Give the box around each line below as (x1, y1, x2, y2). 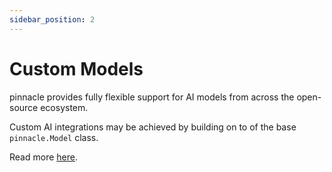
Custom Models (9, 57, 144, 80)
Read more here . (9, 151, 78, 163)
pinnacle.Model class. (9, 131, 99, 143)
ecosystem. (40, 101, 89, 113)
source (9, 101, 39, 113)
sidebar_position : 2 (9, 14, 96, 25)
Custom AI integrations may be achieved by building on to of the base (9, 121, 297, 133)
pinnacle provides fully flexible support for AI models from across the (9, 91, 295, 103)
